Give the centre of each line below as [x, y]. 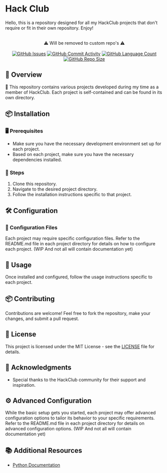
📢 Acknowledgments [38, 367]
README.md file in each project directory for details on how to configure [80, 244]
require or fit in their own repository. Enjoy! [49, 28]
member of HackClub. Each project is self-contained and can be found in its [84, 92]
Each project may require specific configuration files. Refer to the [73, 238]
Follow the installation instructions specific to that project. [72, 194]
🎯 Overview [24, 75]
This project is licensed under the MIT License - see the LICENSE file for [80, 346]
